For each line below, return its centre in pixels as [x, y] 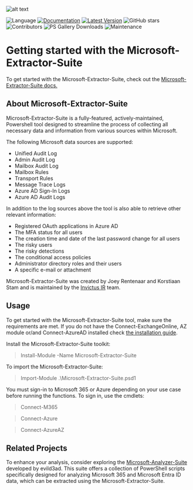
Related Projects [37, 448]
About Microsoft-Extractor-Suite [67, 104]
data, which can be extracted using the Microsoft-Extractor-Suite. [86, 481]
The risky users [33, 244]
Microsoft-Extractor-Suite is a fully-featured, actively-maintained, [85, 118]
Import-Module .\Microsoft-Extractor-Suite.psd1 [78, 378]
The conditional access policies [53, 257]
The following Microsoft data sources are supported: [70, 142]
